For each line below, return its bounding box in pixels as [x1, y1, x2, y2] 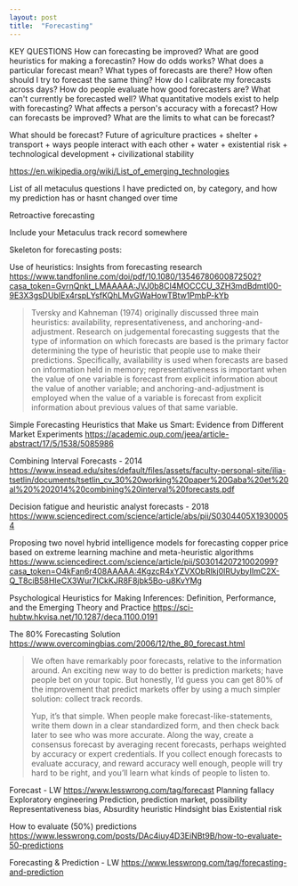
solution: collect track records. [30, 693, 143, 704]
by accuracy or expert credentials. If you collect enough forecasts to [30, 748, 283, 759]
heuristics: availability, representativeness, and [30, 316, 203, 327]
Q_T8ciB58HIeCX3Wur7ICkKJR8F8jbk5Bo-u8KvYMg [9, 575, 203, 586]
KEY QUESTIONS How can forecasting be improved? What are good [9, 45, 260, 56]
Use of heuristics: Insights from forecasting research [9, 261, 203, 272]
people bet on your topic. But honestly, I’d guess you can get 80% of [30, 674, 284, 685]
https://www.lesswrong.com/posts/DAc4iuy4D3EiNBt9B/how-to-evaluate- [9, 830, 283, 841]
